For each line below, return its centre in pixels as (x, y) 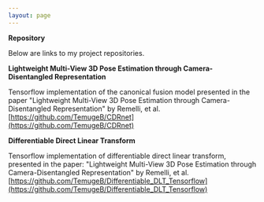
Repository (27, 38)
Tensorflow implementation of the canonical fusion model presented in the (129, 92)
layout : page (30, 15)
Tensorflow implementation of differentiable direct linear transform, (117, 156)
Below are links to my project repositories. (76, 53)
